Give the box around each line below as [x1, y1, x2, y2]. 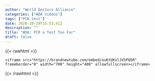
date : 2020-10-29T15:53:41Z [5, 21, 63, 26]
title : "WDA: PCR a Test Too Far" [5, 30, 76, 35]
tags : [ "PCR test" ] [5, 16, 45, 21]
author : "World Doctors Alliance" [5, 7, 76, 12]
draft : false [5, 35, 32, 40]
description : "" [5, 26, 38, 30]
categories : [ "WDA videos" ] [5, 12, 63, 17]
